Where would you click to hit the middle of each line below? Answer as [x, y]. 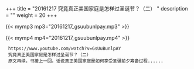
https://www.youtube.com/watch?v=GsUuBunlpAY [64, 49]
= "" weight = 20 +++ [31, 15]
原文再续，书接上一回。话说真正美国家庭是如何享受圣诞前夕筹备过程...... [86, 61]
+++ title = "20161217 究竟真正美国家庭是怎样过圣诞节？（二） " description [97, 8]
